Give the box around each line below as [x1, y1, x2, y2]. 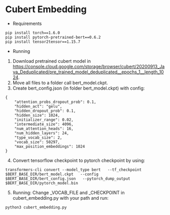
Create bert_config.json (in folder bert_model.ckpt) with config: [12, 85, 145, 91]
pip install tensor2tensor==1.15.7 [5, 39, 81, 44]
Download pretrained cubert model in [12, 58, 91, 64]
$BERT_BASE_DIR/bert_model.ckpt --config [5, 172, 99, 177]
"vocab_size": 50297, [14, 139, 60, 145]
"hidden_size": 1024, [14, 113, 60, 118]
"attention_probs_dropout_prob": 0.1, [14, 99, 96, 104]
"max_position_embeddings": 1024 [14, 144, 85, 149]
